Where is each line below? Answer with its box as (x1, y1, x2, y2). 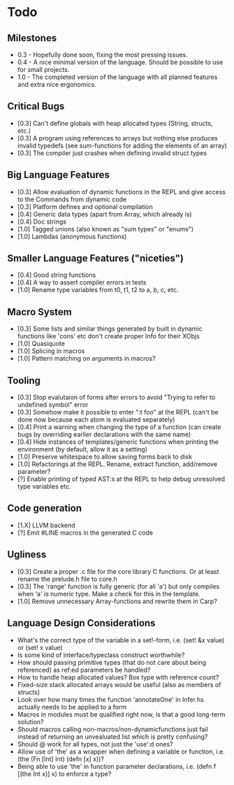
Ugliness (7, 549, 47, 561)
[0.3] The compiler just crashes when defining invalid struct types (17, 148, 207, 157)
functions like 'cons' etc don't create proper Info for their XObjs (17, 332, 200, 340)
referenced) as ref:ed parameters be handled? (17, 665, 151, 674)
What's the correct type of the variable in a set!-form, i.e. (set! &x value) (17, 635, 225, 644)
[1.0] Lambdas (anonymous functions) (17, 232, 127, 240)
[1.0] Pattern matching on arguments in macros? (17, 354, 156, 363)
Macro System (7, 305, 72, 318)
